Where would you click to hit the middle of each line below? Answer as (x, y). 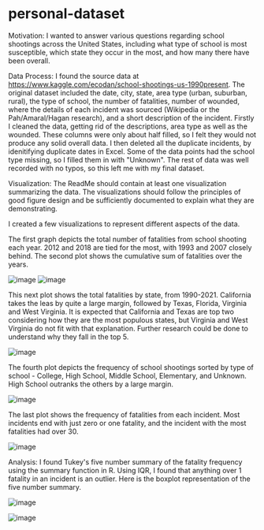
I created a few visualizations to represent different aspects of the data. (124, 224)
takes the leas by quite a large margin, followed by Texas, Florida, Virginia (127, 303)
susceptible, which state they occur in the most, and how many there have (129, 52)
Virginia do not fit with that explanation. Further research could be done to (128, 328)
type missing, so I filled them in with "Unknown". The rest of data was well (129, 159)
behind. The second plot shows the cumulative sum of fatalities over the (125, 256)
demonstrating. (33, 208)
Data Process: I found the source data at (74, 76)
